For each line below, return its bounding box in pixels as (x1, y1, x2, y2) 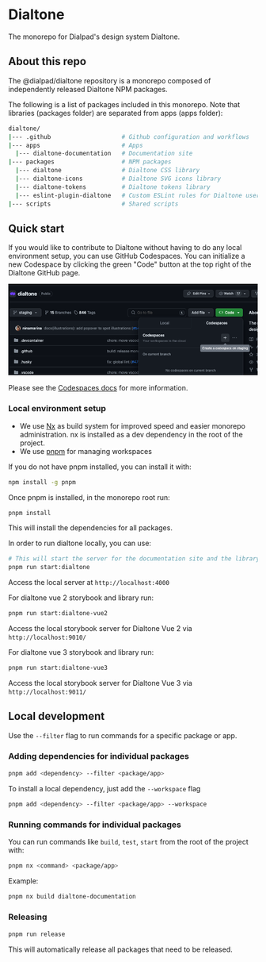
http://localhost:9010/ (8, 633, 87, 642)
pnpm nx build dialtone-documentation (8, 893, 136, 901)
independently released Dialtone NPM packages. (8, 84, 168, 94)
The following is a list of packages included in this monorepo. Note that (8, 99, 241, 109)
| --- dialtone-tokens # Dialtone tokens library (15, 183, 211, 191)
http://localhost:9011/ (8, 688, 87, 696)
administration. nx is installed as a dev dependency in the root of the (19, 429, 243, 439)
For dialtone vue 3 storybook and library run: (8, 648, 154, 657)
